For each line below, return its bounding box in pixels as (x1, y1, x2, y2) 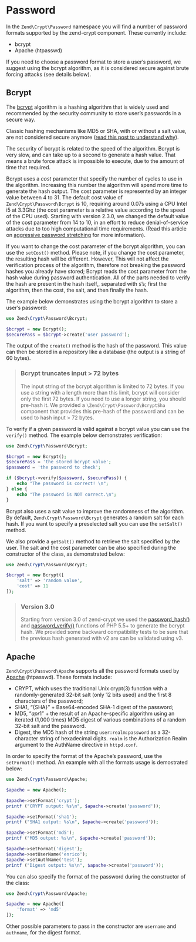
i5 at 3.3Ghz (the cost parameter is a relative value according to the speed (6, 206, 186, 213)
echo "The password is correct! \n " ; (16, 480, 109, 487)
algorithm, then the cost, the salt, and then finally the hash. (6, 286, 148, 293)
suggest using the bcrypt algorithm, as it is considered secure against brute (6, 64, 190, 71)
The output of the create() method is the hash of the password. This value (6, 342, 187, 349)
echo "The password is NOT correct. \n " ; (16, 492, 117, 497)
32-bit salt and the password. (14, 723, 86, 730)
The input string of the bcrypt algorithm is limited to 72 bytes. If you (20, 383, 184, 390)
